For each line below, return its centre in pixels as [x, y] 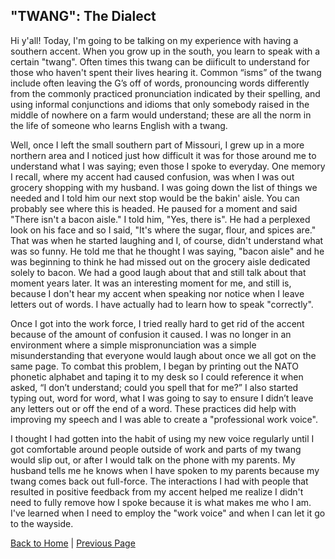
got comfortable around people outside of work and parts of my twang [156, 449]
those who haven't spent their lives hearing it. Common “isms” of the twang [166, 72]
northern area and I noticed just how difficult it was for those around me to [163, 155]
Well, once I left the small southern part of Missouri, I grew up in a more [157, 145]
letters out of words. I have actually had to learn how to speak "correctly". [162, 304]
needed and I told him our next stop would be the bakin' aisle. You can [155, 198]
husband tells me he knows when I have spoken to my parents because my [165, 470]
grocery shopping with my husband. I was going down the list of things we [164, 187]
